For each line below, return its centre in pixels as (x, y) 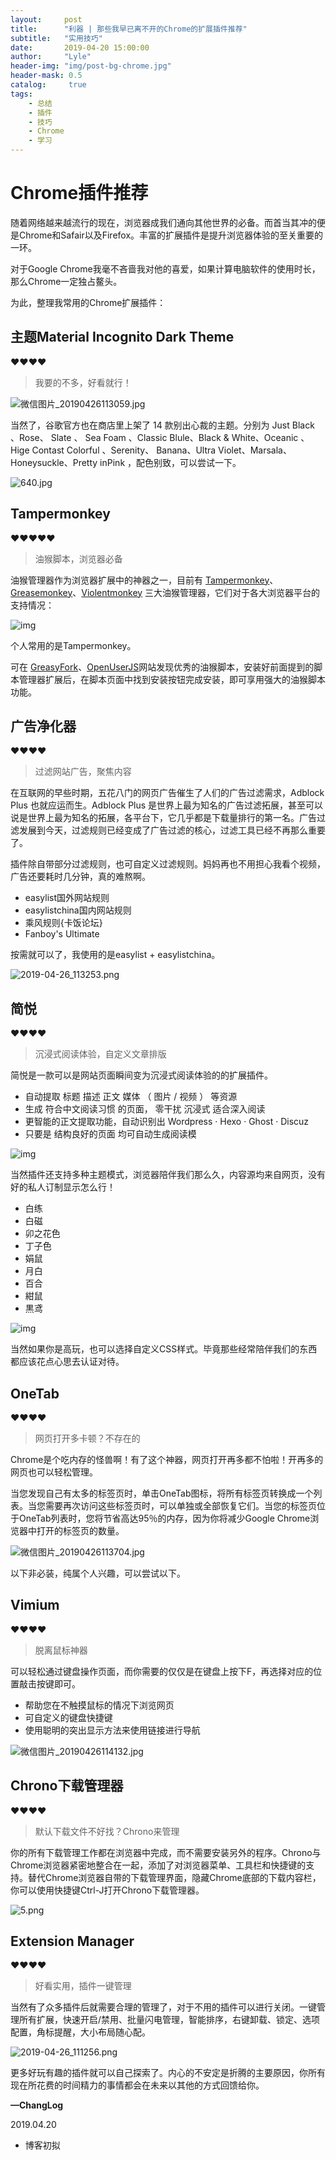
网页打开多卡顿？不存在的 (87, 1438)
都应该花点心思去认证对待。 (67, 1362)
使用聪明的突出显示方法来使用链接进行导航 (112, 1730)
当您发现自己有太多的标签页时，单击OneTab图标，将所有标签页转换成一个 (162, 1493)
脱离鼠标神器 (61, 1650)
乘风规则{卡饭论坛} (63, 923)
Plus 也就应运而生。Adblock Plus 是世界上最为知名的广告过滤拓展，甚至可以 (167, 805)
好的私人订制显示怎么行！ (63, 1187)
